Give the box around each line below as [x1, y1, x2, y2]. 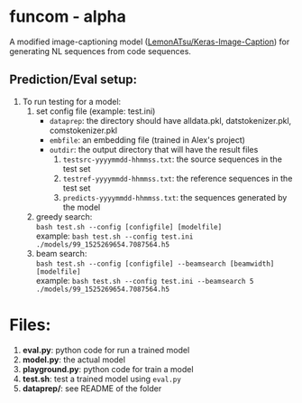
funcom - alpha [9, 6, 126, 27]
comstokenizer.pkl [49, 125, 118, 136]
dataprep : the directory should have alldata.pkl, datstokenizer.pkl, [49, 115, 292, 126]
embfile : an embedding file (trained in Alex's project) [49, 134, 246, 145]
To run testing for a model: [22, 96, 122, 107]
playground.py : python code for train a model [22, 363, 194, 374]
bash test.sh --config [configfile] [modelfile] [35, 222, 223, 231]
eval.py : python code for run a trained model [22, 344, 190, 355]
